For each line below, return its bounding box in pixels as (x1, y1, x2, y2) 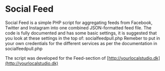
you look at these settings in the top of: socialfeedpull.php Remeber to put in (5, 35, 160, 41)
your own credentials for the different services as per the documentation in (5, 40, 158, 46)
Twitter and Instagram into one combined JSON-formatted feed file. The (5, 24, 152, 30)
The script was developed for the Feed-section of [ (5, 55, 109, 61)
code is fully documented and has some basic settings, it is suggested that (5, 30, 157, 36)
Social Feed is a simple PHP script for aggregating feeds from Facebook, (5, 20, 153, 25)
